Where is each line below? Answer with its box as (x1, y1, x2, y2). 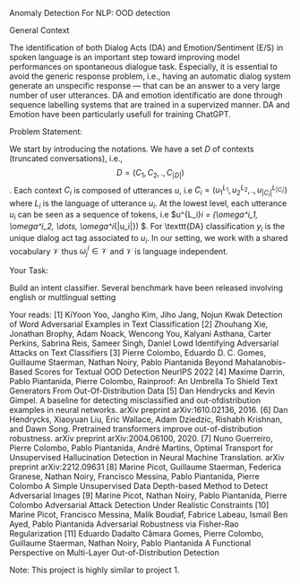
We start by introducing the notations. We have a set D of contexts (9, 143, 254, 154)
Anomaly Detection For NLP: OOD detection (9, 8, 171, 18)
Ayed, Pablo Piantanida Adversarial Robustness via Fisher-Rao (9, 519, 239, 529)
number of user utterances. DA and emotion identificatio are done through (9, 90, 283, 100)
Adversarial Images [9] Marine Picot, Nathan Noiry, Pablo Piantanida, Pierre (9, 490, 288, 501)
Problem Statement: (9, 126, 83, 137)
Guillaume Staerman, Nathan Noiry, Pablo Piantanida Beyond (9, 357, 234, 368)
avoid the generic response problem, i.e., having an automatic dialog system (9, 71, 291, 82)
